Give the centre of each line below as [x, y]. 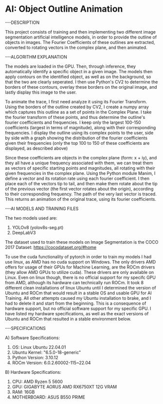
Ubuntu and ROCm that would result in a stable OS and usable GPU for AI [78, 293]
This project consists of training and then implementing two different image [81, 32]
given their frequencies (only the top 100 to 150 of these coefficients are [77, 143]
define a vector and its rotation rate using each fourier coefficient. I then [77, 178]
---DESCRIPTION [22, 22]
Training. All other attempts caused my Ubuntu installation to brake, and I [78, 298]
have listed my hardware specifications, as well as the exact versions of [77, 313]
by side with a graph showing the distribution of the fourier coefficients [76, 138]
